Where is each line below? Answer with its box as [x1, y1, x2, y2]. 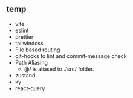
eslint [15, 27, 29, 34]
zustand [15, 71, 36, 79]
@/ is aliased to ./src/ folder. [24, 65, 94, 73]
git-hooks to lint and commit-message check [15, 52, 127, 59]
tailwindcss [15, 39, 44, 47]
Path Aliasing [15, 59, 48, 66]
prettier [15, 33, 34, 41]
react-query [15, 84, 45, 92]
